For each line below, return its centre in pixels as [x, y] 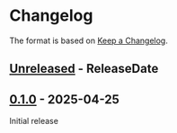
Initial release [34, 121]
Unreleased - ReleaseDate [84, 69]
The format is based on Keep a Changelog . [88, 40]
